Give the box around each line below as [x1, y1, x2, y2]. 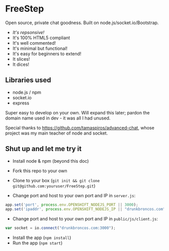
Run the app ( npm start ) [12, 240, 63, 246]
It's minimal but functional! [12, 45, 68, 51]
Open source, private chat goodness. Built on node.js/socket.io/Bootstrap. [5, 20, 159, 26]
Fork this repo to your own [12, 168, 67, 174]
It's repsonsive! [12, 29, 45, 35]
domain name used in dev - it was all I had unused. [5, 115, 111, 121]
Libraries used [5, 76, 51, 84]
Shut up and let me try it [5, 145, 82, 153]
